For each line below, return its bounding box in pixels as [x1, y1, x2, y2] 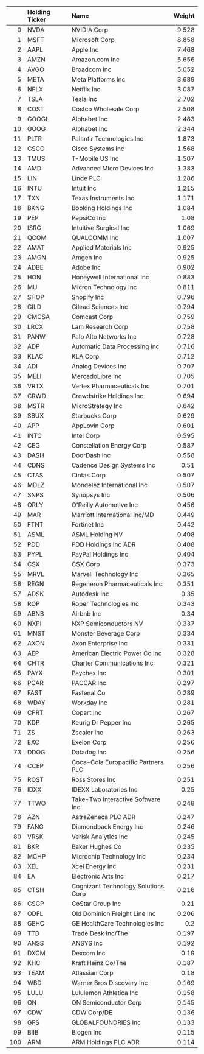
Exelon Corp [71, 738, 107, 747]
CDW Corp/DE [71, 1008, 113, 1016]
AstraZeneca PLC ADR [71, 813, 136, 821]
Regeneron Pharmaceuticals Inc [71, 580, 163, 588]
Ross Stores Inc [71, 776, 117, 784]
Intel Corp [71, 432, 100, 440]
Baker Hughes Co [71, 843, 122, 851]
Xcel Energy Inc [71, 862, 117, 870]
